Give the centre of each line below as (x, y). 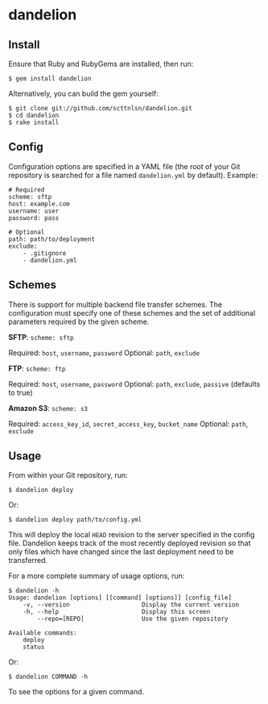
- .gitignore (45, 253)
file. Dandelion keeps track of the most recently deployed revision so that (130, 543)
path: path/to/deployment (52, 239)
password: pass (34, 218)
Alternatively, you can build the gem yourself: (84, 93)
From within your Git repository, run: (68, 475)
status (34, 647)
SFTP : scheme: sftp (41, 337)
